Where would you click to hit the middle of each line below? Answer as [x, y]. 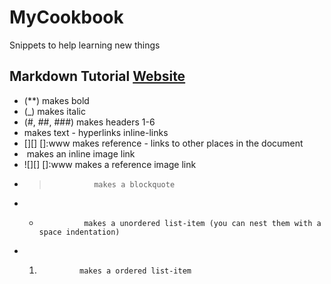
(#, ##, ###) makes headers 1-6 [89, 122]
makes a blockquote [134, 184]
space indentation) [79, 232]
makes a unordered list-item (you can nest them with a [202, 223]
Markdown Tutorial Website [97, 76]
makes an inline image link [81, 153]
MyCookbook [66, 17]
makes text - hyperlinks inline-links [96, 132]
